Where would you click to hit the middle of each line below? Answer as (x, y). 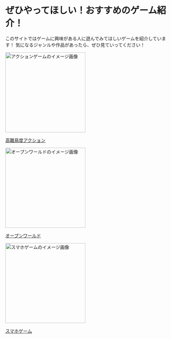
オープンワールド (23, 236)
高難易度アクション (26, 140)
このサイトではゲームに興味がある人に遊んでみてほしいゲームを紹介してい (84, 38)
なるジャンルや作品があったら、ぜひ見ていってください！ (85, 45)
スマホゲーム (19, 331)
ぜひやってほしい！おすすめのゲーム (81, 10)
